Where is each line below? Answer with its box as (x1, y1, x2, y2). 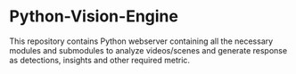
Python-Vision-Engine (9, 6, 178, 27)
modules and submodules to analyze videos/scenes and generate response (9, 45, 288, 55)
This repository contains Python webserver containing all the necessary (9, 36, 274, 46)
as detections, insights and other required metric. (9, 54, 190, 65)
